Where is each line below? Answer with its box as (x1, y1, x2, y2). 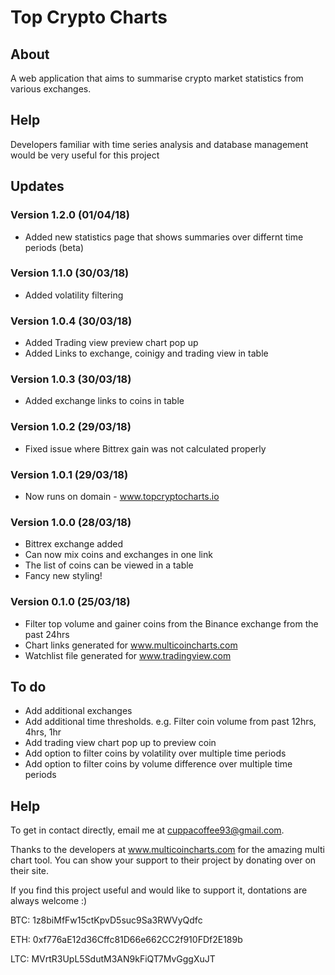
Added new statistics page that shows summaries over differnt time (24, 231, 304, 243)
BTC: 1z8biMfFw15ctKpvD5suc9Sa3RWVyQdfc (10, 914, 203, 926)
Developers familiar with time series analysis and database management (10, 138, 309, 150)
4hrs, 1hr (24, 726, 62, 738)
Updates (10, 178, 65, 195)
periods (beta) (24, 241, 85, 253)
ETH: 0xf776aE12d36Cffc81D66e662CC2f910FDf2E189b (10, 934, 243, 946)
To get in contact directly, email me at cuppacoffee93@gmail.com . (10, 824, 285, 836)
